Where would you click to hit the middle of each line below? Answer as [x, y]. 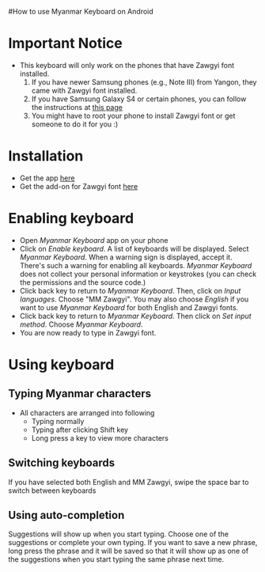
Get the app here [47, 178]
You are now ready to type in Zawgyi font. [88, 332]
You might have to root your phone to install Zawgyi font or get [133, 116]
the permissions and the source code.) [83, 282]
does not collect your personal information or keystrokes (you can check [138, 274]
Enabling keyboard [71, 219]
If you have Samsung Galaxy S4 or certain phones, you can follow [139, 99]
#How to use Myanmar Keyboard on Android [81, 11]
